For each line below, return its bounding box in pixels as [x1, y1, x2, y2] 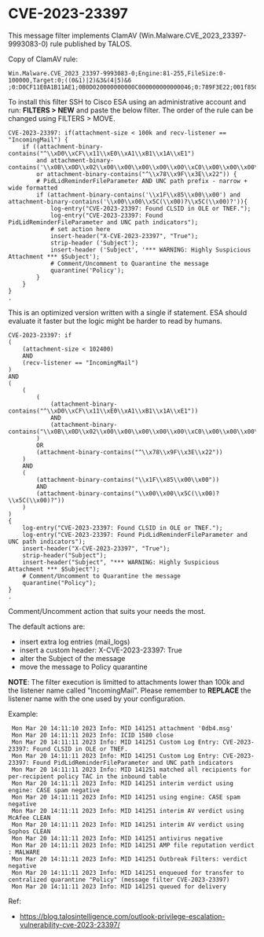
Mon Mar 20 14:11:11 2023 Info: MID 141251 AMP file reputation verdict [11, 841, 255, 849]
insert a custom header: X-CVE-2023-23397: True [19, 645, 182, 655]
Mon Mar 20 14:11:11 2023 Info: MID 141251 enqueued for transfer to [11, 869, 244, 876]
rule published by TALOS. [49, 39, 132, 48]
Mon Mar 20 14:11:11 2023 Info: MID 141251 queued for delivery [11, 882, 226, 891]
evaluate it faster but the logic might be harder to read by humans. [8, 316, 222, 325]
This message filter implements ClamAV [8, 31, 137, 40]
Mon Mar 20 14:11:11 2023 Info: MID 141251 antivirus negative [11, 834, 223, 842]
